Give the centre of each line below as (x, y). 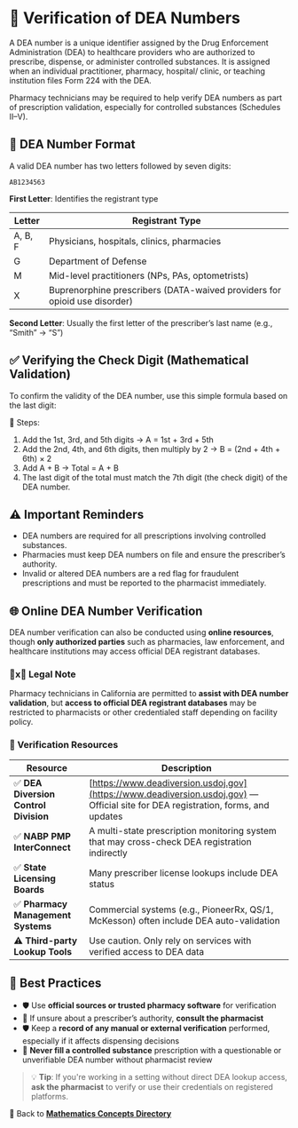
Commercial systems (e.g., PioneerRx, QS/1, (181, 910)
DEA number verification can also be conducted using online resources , (141, 632)
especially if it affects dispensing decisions (101, 1041)
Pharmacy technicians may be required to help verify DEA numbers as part (145, 98)
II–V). (19, 116)
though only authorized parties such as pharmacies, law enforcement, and (147, 642)
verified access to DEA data (146, 951)
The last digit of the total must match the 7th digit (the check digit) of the (155, 477)
